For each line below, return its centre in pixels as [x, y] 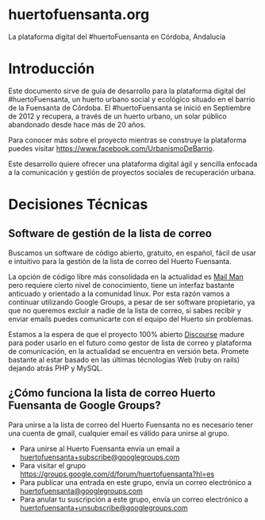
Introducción [52, 69]
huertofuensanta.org [79, 15]
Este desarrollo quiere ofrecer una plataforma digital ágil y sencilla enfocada [133, 164]
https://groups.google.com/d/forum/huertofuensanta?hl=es [117, 474]
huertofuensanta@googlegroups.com [81, 491]
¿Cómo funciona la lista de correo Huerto [112, 393]
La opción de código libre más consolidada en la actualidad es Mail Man [126, 277]
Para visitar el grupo [53, 465]
